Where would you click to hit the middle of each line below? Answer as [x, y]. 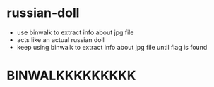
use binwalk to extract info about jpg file [75, 32]
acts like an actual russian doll [61, 39]
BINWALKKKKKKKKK [71, 76]
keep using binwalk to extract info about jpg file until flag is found [112, 47]
